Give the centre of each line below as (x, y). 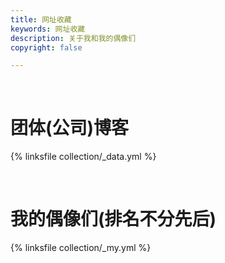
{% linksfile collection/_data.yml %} (83, 157)
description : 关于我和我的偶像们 (73, 38)
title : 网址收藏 (41, 19)
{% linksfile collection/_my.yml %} (81, 248)
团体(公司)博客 (70, 128)
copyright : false (46, 47)
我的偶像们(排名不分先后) (113, 219)
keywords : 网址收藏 (48, 29)
